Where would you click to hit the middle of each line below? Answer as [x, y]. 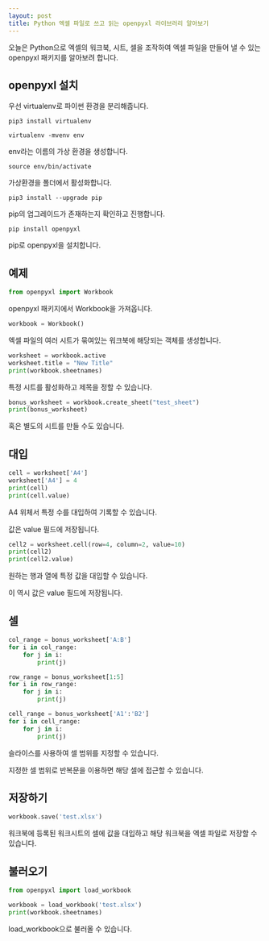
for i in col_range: [43, 647]
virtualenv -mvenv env [46, 135]
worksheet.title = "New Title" [61, 363]
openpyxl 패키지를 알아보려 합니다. [64, 57]
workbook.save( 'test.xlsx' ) [56, 817]
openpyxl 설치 [43, 85]
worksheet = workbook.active [57, 356]
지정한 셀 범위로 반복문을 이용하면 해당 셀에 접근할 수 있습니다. [106, 770]
